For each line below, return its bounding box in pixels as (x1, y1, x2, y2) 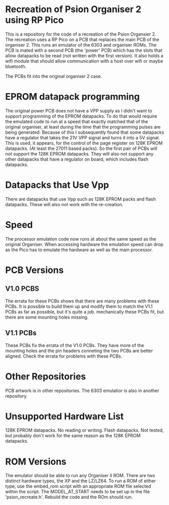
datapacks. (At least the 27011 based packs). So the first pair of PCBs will (5, 145, 157, 151)
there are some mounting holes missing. (5, 314, 89, 320)
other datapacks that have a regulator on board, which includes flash (5, 156, 149, 162)
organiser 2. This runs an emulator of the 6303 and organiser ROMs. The (5, 42, 157, 48)
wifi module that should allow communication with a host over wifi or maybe (5, 58, 163, 64)
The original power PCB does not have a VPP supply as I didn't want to (5, 107, 152, 113)
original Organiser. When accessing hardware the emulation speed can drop (5, 241, 164, 247)
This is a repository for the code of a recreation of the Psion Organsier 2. (5, 31, 156, 37)
